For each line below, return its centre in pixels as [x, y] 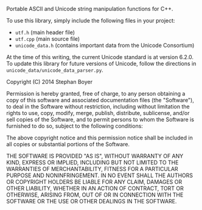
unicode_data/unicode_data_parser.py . [55, 70]
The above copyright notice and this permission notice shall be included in [99, 138]
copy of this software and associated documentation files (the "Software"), [100, 100]
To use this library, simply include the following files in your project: [91, 20]
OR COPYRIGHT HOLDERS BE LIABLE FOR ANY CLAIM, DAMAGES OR [94, 182]
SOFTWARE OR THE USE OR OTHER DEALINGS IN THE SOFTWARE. [92, 201]
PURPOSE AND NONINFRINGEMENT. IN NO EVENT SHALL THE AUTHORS [100, 175]
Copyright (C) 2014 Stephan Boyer [50, 82]
